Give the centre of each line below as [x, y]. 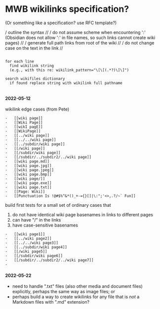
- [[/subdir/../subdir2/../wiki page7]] [49, 260]
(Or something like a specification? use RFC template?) [61, 23]
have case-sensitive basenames [45, 225]
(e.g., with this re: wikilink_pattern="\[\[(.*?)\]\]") [69, 70]
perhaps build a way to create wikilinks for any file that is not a [76, 297]
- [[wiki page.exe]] [28, 183]
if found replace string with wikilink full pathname [66, 83]
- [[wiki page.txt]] [28, 188]
